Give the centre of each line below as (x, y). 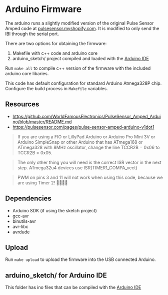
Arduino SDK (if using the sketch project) (55, 210)
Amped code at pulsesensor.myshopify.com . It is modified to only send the (82, 28)
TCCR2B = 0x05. (35, 153)
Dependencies (28, 199)
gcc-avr (20, 216)
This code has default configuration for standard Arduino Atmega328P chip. (83, 83)
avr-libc (20, 226)
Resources (22, 104)
